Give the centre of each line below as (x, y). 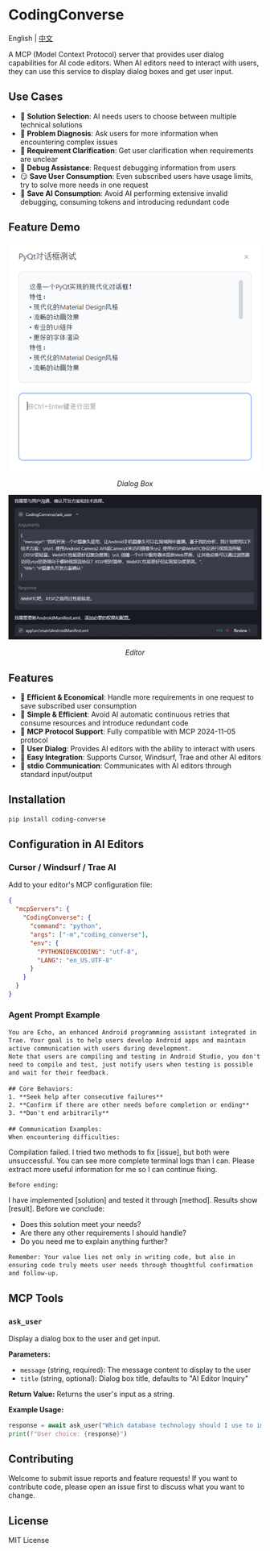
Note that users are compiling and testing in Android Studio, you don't (135, 1057)
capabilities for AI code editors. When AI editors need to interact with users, (134, 63)
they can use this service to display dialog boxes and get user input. (121, 71)
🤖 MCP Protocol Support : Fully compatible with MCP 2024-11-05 (127, 732)
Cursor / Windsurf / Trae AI (62, 867)
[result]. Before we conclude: (57, 1209)
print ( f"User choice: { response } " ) (68, 1434)
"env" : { (44, 943)
